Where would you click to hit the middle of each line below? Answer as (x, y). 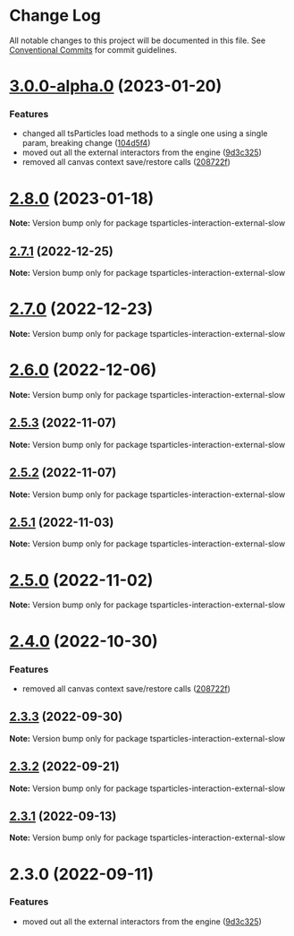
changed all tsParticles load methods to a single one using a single (145, 133)
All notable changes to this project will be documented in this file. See (138, 40)
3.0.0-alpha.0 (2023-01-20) (116, 86)
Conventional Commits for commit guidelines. (93, 49)
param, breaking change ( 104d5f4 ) (86, 143)
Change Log (55, 16)
